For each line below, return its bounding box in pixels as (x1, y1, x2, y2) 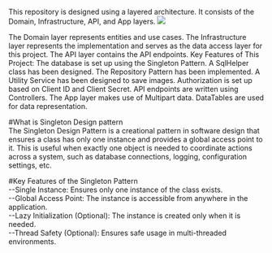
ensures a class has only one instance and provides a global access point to (8, 134, 263, 144)
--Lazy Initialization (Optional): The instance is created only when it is (8, 211, 241, 220)
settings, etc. (8, 160, 52, 170)
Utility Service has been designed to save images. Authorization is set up (8, 76, 253, 85)
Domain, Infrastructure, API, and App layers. (8, 16, 156, 26)
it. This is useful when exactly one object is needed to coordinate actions (8, 143, 253, 153)
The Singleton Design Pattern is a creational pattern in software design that (8, 126, 260, 135)
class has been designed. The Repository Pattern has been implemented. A (8, 67, 261, 76)
